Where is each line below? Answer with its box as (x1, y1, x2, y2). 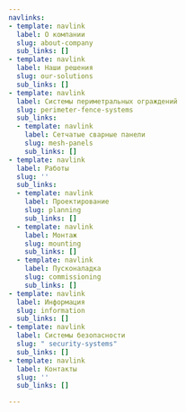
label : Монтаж (24, 230, 77, 239)
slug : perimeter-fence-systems (16, 105, 134, 114)
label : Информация (16, 298, 86, 307)
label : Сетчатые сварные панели (24, 130, 146, 139)
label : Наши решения (16, 64, 93, 73)
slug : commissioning (24, 273, 102, 282)
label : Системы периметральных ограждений (16, 96, 178, 106)
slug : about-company (16, 38, 93, 48)
